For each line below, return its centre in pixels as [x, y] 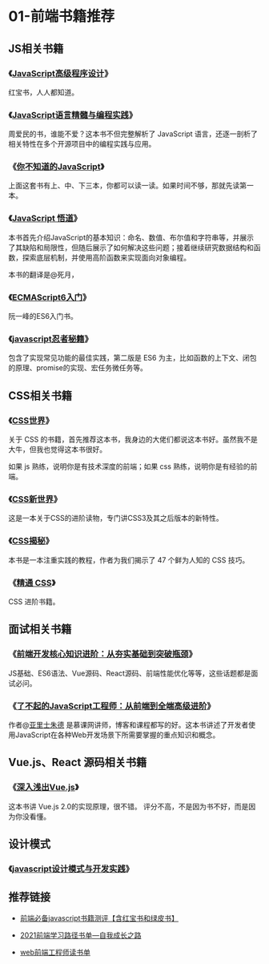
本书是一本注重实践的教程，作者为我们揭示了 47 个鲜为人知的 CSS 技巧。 [129, 560]
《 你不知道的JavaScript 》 [56, 167]
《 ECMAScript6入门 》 [50, 297]
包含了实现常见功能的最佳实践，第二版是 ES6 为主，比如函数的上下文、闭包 [132, 358]
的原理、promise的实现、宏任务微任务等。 [78, 368]
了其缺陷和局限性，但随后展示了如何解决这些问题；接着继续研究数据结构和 [131, 247]
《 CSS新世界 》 [35, 499]
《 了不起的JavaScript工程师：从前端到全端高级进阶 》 [112, 706]
